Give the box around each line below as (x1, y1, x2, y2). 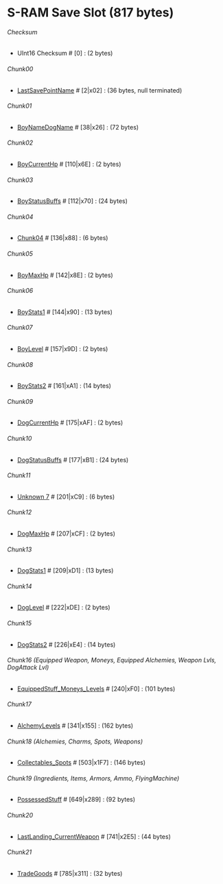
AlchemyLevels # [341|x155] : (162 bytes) (16, 721, 134, 730)
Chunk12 (7, 508, 32, 516)
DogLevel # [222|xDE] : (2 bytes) (16, 604, 111, 612)
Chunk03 (7, 176, 34, 184)
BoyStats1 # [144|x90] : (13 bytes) (16, 307, 113, 316)
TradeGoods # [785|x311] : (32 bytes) (16, 869, 123, 877)
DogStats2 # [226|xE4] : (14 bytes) (16, 640, 116, 649)
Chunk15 (7, 619, 32, 628)
